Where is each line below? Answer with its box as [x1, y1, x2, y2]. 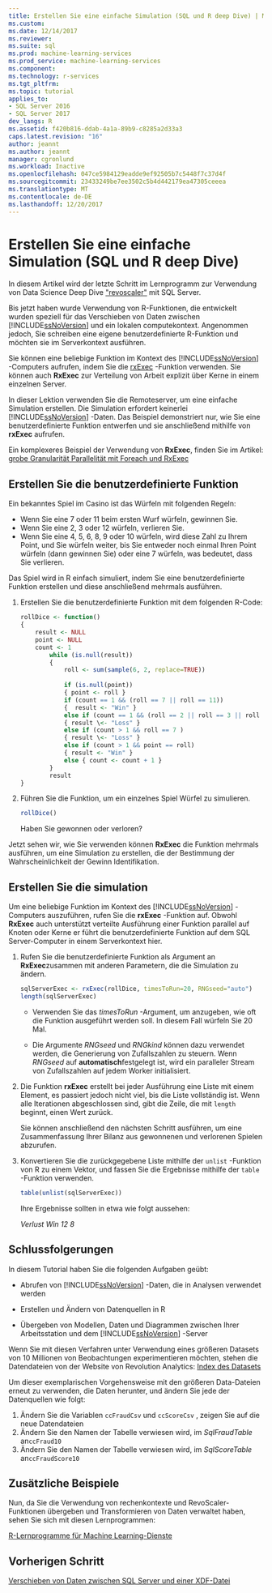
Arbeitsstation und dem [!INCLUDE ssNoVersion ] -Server [19, 1328, 208, 1338]
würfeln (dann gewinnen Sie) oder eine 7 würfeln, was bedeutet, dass [19, 549, 253, 559]
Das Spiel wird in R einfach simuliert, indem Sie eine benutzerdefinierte [8, 573, 245, 583]
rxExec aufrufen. [8, 429, 66, 439]
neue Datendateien [19, 1419, 84, 1429]
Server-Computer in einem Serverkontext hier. [8, 937, 163, 946]
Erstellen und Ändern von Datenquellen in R [19, 1304, 166, 1313]
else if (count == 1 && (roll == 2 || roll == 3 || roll [63, 711, 261, 720]
